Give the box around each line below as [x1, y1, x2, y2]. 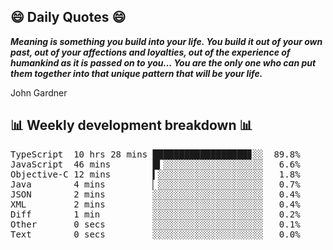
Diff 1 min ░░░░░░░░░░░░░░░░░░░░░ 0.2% [10, 208, 301, 220]
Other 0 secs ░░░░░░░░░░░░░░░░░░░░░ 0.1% [10, 218, 301, 230]
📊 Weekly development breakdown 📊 [10, 117, 253, 134]
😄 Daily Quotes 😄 [10, 9, 127, 26]
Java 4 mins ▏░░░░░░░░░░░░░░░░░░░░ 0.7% [10, 178, 301, 190]
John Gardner [10, 86, 68, 99]
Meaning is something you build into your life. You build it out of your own [10, 35, 323, 47]
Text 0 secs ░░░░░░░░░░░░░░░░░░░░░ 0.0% [10, 228, 301, 240]
